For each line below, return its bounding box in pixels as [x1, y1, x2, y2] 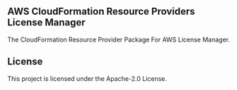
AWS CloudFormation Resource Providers [7, 6, 196, 18]
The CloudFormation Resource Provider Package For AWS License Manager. [7, 35, 231, 44]
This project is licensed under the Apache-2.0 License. [7, 74, 168, 83]
